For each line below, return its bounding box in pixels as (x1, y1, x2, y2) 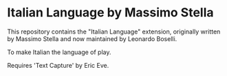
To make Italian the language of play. (7, 48, 111, 56)
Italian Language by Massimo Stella (7, 5, 215, 21)
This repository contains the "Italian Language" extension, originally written (7, 27, 221, 36)
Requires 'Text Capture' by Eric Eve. (7, 61, 109, 69)
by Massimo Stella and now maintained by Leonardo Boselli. (7, 34, 177, 42)
